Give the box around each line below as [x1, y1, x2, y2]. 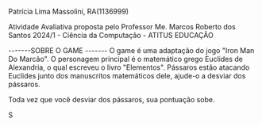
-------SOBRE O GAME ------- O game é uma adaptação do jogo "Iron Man [8, 46, 255, 55]
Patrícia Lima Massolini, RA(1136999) [8, 7, 129, 16]
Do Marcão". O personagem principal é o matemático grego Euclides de [8, 55, 244, 63]
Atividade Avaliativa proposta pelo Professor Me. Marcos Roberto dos [8, 22, 236, 31]
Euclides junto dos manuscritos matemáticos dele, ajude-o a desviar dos [8, 71, 246, 80]
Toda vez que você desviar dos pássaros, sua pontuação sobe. [8, 95, 216, 104]
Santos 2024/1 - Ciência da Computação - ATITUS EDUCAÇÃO [8, 31, 214, 40]
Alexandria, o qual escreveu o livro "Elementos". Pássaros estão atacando [8, 63, 250, 72]
